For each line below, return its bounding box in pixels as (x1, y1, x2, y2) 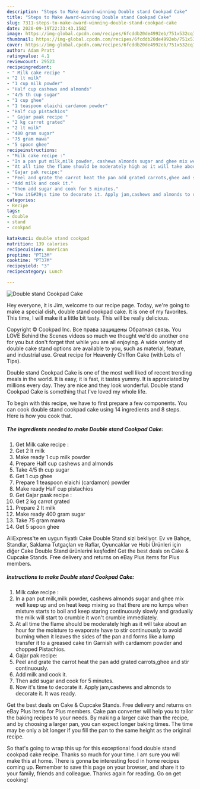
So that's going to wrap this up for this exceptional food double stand (7, 744, 176, 751)
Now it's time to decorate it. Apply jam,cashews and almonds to (15, 683, 172, 691)
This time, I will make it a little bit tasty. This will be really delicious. (7, 314, 170, 322)
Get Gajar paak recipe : (15, 491, 72, 498)
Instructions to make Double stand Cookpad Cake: (7, 573, 135, 581)
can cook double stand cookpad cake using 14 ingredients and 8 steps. (7, 406, 181, 413)
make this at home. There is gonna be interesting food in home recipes (7, 757, 180, 764)
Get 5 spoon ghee (15, 523, 60, 530)
